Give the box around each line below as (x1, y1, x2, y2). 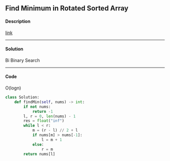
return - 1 (32, 109, 53, 114)
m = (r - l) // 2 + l (32, 128, 78, 133)
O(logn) (5, 85, 21, 91)
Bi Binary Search (5, 57, 40, 63)
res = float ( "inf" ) (23, 118, 65, 123)
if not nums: (23, 104, 51, 109)
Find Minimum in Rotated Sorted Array (5, 4, 129, 13)
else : (32, 142, 44, 147)
